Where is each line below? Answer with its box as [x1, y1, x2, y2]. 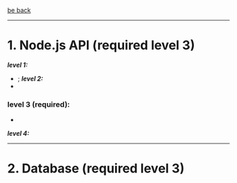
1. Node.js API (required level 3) [7, 37, 195, 54]
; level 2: [17, 74, 44, 83]
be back [7, 6, 31, 14]
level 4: [7, 129, 30, 138]
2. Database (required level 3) [7, 160, 185, 177]
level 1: [7, 60, 28, 69]
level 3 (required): [7, 99, 71, 109]
